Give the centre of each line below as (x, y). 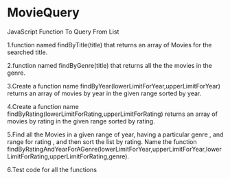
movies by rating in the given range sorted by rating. (81, 121)
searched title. (27, 52)
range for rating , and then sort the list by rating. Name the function (102, 141)
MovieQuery (44, 13)
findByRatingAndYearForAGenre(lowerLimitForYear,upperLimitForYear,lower (114, 149)
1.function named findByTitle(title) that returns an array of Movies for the (110, 45)
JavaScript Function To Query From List (63, 32)
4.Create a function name (43, 106)
